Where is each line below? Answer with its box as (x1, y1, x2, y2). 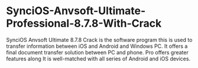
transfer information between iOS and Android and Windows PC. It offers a (6, 43, 188, 50)
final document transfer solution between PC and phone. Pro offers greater (6, 48, 189, 56)
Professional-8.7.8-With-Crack (6, 17, 162, 30)
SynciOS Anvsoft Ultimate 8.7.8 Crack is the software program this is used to (6, 36, 193, 43)
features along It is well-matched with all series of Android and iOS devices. (6, 55, 191, 62)
